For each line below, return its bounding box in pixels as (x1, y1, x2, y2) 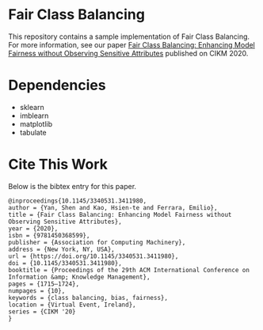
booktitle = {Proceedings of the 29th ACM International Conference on (8, 266, 250, 274)
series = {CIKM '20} (8, 307, 77, 316)
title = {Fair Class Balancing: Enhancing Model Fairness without (8, 211, 232, 218)
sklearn (19, 102, 45, 112)
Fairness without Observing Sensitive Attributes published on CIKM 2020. (8, 48, 249, 58)
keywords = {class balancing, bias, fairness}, (8, 294, 169, 302)
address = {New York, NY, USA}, (8, 245, 115, 253)
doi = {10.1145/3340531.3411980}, (8, 259, 123, 267)
